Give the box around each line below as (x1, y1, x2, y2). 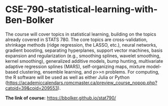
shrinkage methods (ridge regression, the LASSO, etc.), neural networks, (5, 42, 157, 48)
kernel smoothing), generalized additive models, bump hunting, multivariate (5, 58, 163, 64)
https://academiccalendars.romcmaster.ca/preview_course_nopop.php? (7, 80, 157, 86)
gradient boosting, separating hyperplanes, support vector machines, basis (5, 47, 163, 53)
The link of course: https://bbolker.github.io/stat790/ (5, 95, 116, 101)
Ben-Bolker (5, 14, 54, 26)
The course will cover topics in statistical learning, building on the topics (5, 31, 156, 37)
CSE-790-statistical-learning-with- (5, 4, 158, 15)
